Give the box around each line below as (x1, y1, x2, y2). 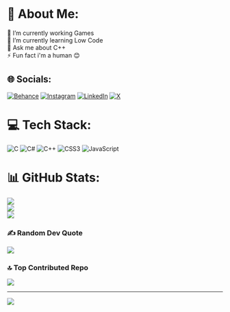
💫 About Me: (7, 6, 79, 22)
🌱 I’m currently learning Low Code (7, 36, 103, 44)
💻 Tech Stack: (7, 117, 92, 132)
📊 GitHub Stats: (7, 169, 101, 185)
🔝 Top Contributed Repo (7, 263, 89, 272)
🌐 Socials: (7, 73, 52, 85)
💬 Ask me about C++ (7, 43, 66, 51)
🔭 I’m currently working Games (7, 29, 94, 37)
